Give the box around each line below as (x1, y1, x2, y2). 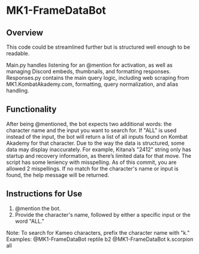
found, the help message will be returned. (6, 171, 110, 178)
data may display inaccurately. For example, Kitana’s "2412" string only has (6, 145, 192, 153)
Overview (6, 28, 44, 38)
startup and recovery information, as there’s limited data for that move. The (6, 152, 192, 159)
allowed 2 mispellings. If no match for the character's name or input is (6, 165, 179, 172)
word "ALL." (14, 217, 45, 225)
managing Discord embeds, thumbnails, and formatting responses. (6, 68, 171, 75)
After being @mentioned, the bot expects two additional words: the (6, 120, 172, 127)
